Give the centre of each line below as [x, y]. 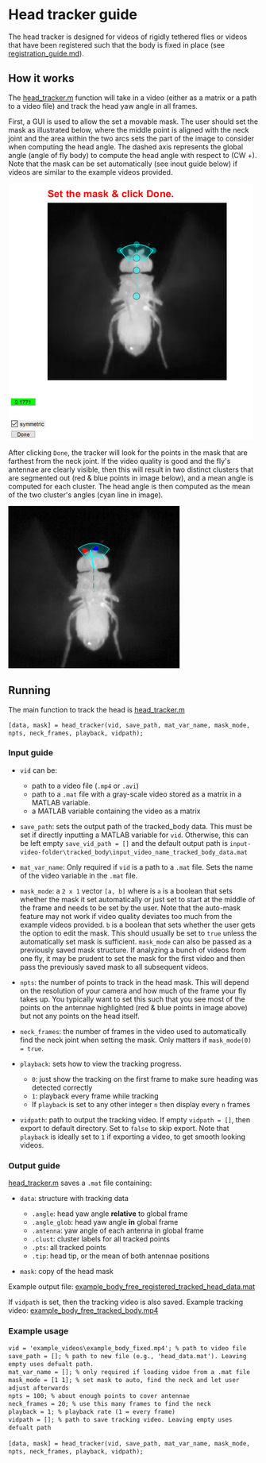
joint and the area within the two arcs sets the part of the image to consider [131, 138]
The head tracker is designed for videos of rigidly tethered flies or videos [128, 37]
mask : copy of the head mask [66, 1272]
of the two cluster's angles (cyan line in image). [86, 495]
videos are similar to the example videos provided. [91, 172]
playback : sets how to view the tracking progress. [100, 1063]
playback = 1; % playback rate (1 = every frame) [92, 1412]
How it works [41, 78]
